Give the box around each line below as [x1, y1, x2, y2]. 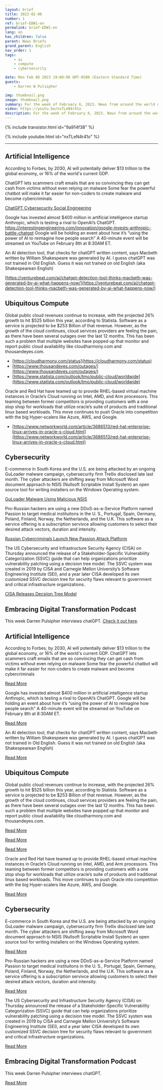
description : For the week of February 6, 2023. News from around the [5, 111, 151, 116]
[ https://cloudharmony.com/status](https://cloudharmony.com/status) [12, 358, 152, 364]
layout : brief [5, 7, 34, 12]
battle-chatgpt [5, 230, 34, 236]
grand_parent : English [5, 43, 51, 48]
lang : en [5, 30, 23, 35]
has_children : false [5, 35, 47, 40]
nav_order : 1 [5, 48, 32, 53]
